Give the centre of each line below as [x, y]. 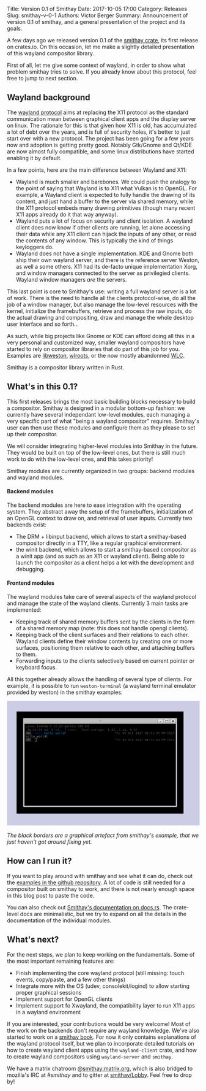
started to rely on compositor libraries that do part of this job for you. [94, 349]
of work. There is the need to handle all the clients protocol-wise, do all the [101, 298]
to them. [26, 654]
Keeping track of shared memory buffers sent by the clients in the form [105, 622]
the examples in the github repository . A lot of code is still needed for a [96, 882]
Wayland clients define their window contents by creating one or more [104, 641]
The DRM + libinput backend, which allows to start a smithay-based [101, 536]
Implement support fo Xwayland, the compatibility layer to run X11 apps [105, 1005]
